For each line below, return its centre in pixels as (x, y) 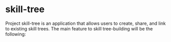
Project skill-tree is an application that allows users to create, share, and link (86, 23)
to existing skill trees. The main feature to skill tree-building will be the (79, 28)
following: (16, 34)
